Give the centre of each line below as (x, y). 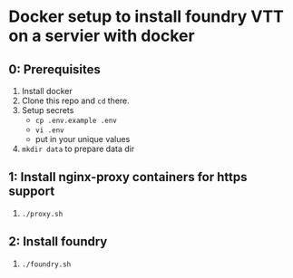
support (32, 192)
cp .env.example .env (76, 120)
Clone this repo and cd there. (76, 101)
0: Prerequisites (55, 69)
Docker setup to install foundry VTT (146, 17)
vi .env (49, 130)
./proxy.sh (42, 214)
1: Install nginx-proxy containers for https (128, 177)
